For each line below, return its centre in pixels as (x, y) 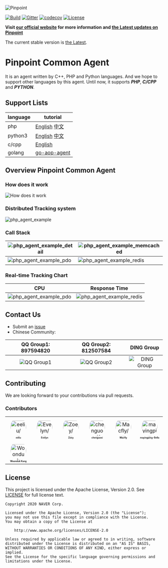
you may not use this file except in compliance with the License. (77, 517)
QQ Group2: (96, 345)
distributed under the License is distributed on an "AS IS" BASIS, (78, 544)
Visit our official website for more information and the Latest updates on (82, 27)
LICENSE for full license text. (35, 495)
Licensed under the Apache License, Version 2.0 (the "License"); (76, 513)
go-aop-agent (53, 152)
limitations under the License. (39, 561)
